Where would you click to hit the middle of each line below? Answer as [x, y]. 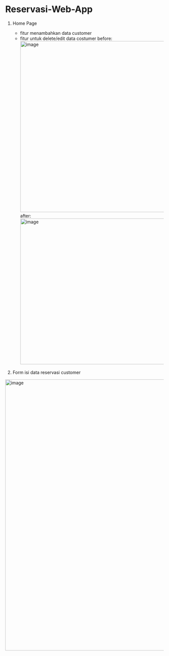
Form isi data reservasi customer [47, 372]
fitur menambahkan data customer [56, 33]
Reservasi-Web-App [49, 9]
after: [26, 216]
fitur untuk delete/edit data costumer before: [66, 38]
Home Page [25, 23]
